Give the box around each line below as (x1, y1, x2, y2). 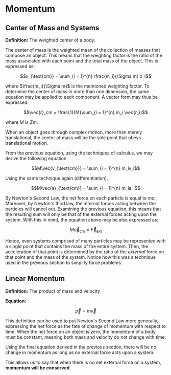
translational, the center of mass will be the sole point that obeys (5, 135, 141, 141)
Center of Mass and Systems (5, 24, 100, 32)
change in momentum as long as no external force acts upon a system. (5, 349, 155, 356)
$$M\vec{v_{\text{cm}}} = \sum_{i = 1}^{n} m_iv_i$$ (31, 165, 140, 171)
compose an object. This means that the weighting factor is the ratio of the (5, 52, 162, 58)
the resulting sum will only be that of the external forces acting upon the (5, 211, 157, 217)
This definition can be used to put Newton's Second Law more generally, (5, 318, 159, 324)
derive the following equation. (5, 156, 68, 161)
